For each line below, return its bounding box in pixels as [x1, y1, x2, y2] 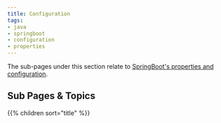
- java [7, 23, 27, 30]
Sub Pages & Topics [7, 90, 96, 102]
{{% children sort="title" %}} [7, 108, 91, 117]
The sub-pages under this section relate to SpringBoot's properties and [7, 63, 214, 70]
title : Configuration [7, 10, 71, 18]
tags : [7, 17, 23, 24]
